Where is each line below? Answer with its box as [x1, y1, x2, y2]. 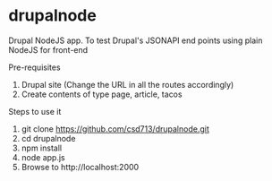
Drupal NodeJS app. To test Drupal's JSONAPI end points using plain [8, 35, 263, 46]
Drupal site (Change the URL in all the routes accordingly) [21, 79, 234, 90]
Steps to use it [8, 106, 62, 116]
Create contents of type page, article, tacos [21, 89, 183, 99]
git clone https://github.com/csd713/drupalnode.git [21, 123, 209, 134]
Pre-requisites [8, 62, 61, 73]
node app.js [21, 151, 65, 162]
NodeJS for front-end [8, 44, 89, 55]
